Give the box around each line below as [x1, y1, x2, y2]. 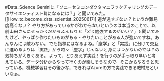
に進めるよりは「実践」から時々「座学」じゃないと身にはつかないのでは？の [5, 47, 160, 52]
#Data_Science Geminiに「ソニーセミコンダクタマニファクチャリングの [5, 4, 149, 10]
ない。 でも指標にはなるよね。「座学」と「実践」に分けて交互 [35, 41, 159, 46]
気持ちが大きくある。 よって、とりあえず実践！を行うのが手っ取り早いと [5, 53, 152, 58]
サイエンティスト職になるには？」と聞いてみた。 [9, 10, 108, 16]
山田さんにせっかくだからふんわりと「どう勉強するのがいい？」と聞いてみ [9, 29, 160, 34]
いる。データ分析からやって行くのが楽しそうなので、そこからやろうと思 [13, 59, 159, 65]
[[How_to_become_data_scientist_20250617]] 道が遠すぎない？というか [5, 16, 149, 22]
